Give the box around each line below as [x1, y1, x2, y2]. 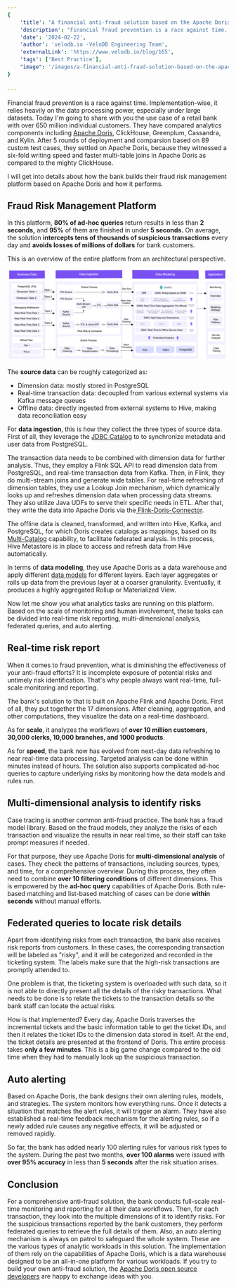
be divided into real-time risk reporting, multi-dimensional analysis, [7, 614, 202, 623]
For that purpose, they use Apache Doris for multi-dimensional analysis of [7, 852, 225, 860]
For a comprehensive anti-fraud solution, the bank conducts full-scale [7, 1198, 210, 1206]
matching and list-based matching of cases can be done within [27, 889, 211, 897]
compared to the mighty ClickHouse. [7, 158, 114, 167]
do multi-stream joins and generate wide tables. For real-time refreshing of [7, 476, 224, 484]
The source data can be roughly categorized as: [7, 368, 147, 376]
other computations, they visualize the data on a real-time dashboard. [7, 711, 209, 720]
